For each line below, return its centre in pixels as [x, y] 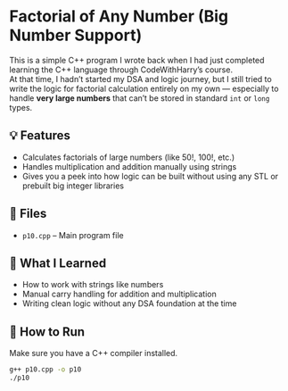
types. [21, 107]
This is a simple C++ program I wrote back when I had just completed [137, 60]
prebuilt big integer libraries [73, 186]
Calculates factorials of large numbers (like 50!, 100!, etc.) [128, 157]
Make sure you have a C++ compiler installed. [94, 354]
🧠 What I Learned [58, 263]
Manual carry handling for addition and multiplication [119, 294]
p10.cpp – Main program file [73, 235]
